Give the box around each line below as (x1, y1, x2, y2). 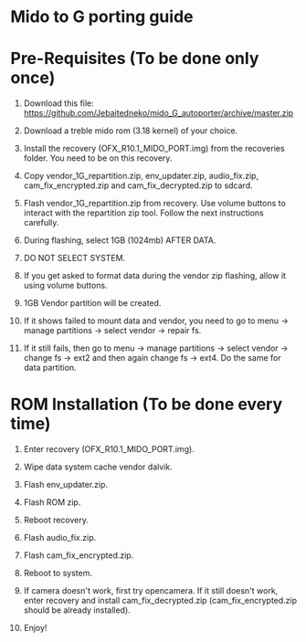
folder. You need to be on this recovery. (23, 153, 173, 163)
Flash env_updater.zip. (23, 479, 109, 490)
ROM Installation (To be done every (10, 395, 283, 415)
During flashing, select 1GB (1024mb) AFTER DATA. (23, 235, 216, 246)
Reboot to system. (23, 568, 92, 579)
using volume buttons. (23, 280, 108, 291)
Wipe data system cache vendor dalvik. (23, 461, 173, 472)
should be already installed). (23, 605, 131, 616)
